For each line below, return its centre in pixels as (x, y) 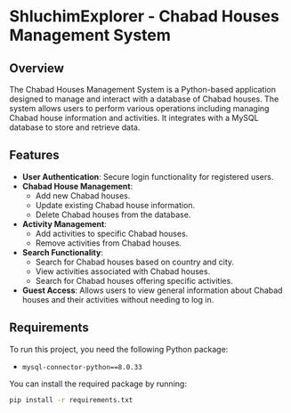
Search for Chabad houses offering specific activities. (134, 280)
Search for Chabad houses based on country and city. (134, 262)
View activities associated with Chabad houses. (123, 271)
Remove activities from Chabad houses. (109, 243)
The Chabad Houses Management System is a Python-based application (143, 89)
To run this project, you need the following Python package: (119, 349)
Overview (37, 68)
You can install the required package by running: (98, 384)
